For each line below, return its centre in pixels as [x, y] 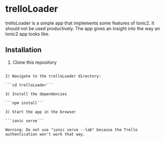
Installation [23, 50]
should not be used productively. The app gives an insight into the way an [83, 28]
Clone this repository [35, 62]
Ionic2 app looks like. [28, 34]
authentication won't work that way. [45, 134]
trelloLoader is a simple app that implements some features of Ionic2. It [80, 23]
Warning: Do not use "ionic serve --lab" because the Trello [72, 130]
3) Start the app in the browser [41, 112]
